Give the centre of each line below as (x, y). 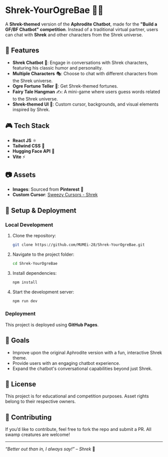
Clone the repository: (34, 236)
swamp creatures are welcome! (37, 434)
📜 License (21, 384)
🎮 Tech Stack (27, 126)
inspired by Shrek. (31, 109)
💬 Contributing (28, 417)
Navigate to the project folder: (43, 254)
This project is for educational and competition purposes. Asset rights (77, 396)
